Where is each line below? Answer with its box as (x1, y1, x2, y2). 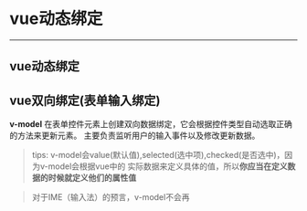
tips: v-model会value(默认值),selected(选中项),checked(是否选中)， (31, 150, 285, 161)
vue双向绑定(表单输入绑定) (9, 92, 162, 108)
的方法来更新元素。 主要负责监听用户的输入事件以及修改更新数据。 (9, 130, 260, 142)
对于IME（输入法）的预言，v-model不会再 (31, 192, 190, 203)
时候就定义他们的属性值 (48, 173, 137, 184)
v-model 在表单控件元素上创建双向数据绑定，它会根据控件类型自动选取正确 (9, 119, 292, 130)
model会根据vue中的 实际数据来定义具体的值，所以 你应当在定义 (48, 161, 288, 172)
